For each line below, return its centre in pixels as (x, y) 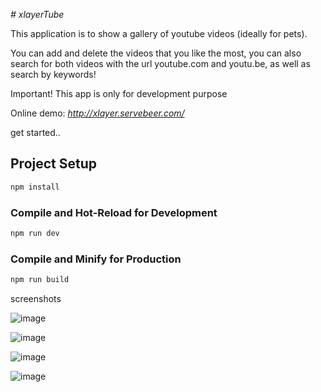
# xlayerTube (37, 14)
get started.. (35, 132)
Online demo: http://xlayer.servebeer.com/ (97, 113)
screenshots (36, 299)
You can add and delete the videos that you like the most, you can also (156, 53)
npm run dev (35, 233)
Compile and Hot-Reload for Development (114, 212)
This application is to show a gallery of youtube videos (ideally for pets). (159, 33)
